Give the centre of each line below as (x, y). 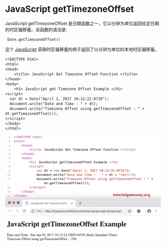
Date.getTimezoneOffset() (34, 40)
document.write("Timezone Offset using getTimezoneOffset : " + (77, 109)
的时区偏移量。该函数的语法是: (36, 29)
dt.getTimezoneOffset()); (32, 114)
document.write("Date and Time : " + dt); (54, 104)
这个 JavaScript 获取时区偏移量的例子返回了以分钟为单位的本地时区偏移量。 (82, 49)
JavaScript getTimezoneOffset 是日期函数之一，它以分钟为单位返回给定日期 (82, 23)
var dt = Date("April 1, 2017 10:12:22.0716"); (60, 99)
